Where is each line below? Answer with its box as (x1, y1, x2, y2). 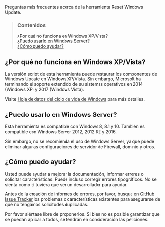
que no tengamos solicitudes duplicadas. (5, 201, 89, 207)
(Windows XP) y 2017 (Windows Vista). (5, 86, 85, 93)
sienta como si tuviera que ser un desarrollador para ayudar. (5, 181, 128, 187)
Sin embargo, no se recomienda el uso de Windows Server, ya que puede (5, 138, 154, 144)
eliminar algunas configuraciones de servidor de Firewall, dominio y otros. (5, 143, 156, 150)
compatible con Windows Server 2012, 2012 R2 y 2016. (5, 128, 117, 135)
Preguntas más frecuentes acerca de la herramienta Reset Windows (5, 4, 144, 10)
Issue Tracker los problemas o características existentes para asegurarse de (5, 196, 160, 202)
